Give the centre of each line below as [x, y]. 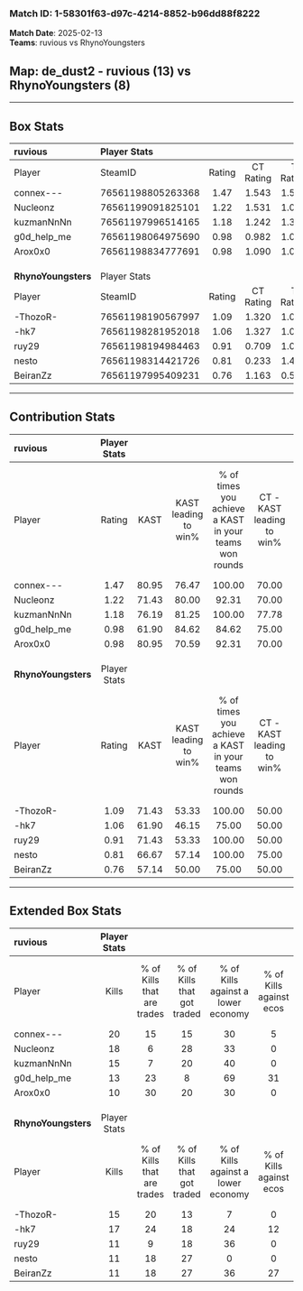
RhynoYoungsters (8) [70, 85]
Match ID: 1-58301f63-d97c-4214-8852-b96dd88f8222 [135, 14]
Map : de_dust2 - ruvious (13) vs [100, 71]
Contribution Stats [62, 417]
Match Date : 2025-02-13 [56, 33]
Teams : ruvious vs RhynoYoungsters [78, 42]
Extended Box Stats [65, 911]
